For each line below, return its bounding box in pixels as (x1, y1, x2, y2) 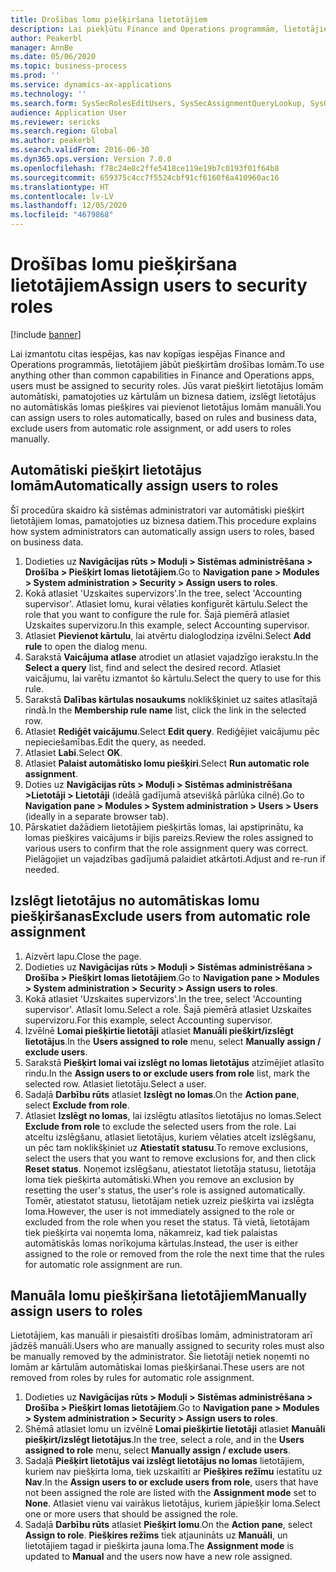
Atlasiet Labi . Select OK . (24, 746, 123, 758)
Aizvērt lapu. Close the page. (24, 950, 142, 962)
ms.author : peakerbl (10, 136, 97, 146)
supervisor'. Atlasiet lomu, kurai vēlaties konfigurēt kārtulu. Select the (24, 597, 308, 610)
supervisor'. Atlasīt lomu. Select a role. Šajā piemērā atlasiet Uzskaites (24, 1003, 312, 1015)
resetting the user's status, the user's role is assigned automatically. (24, 1184, 306, 1196)
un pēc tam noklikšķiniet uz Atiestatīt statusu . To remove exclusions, (24, 1141, 309, 1153)
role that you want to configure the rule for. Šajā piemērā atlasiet (24, 608, 290, 620)
